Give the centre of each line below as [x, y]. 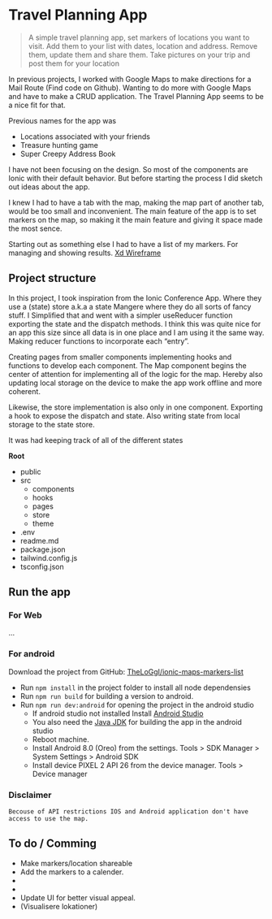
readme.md [39, 540]
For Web [25, 615]
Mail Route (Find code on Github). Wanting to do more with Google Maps [130, 88]
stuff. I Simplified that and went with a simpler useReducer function [121, 315]
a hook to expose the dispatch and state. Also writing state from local [125, 415]
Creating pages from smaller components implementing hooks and [120, 357]
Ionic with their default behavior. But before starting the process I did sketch [136, 178]
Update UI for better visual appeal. [78, 897]
